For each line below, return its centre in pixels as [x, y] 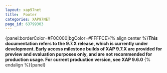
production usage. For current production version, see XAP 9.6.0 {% [78, 60]
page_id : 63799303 [24, 24]
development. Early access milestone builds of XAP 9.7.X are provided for [83, 49]
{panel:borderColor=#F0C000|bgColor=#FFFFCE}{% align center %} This [81, 38]
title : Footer [21, 15]
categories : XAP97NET [28, 19]
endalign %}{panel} [26, 65]
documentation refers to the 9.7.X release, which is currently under [77, 44]
